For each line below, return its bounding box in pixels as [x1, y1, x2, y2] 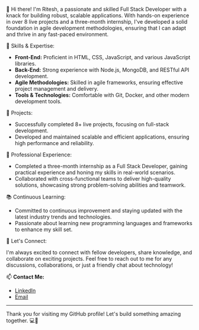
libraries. [14, 60, 37, 67]
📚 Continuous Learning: [6, 193, 66, 200]
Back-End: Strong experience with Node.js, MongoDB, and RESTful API [14, 66, 190, 73]
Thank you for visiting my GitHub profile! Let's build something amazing [6, 310, 181, 317]
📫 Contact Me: [6, 273, 44, 280]
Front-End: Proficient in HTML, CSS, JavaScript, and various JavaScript [14, 54, 191, 60]
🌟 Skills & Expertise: [6, 42, 55, 49]
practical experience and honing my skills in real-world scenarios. [14, 169, 176, 176]
